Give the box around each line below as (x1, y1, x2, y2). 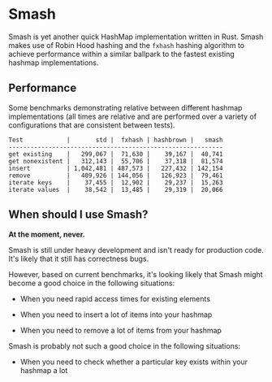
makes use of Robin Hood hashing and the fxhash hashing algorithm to (8, 40, 245, 50)
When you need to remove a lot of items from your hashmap (19, 325, 222, 335)
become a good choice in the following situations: (8, 278, 175, 288)
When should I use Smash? (8, 208, 149, 222)
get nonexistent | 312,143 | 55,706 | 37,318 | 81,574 (8, 157, 223, 165)
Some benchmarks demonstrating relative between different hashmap (8, 102, 243, 112)
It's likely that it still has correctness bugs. (8, 254, 149, 263)
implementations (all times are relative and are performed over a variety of (8, 111, 257, 121)
